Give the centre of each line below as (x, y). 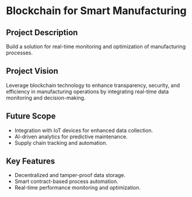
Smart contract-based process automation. (66, 181)
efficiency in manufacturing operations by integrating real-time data (88, 91)
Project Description (42, 33)
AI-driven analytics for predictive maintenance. (71, 137)
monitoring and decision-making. (46, 97)
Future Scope (31, 116)
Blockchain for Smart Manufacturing (96, 11)
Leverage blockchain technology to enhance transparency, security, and (93, 85)
